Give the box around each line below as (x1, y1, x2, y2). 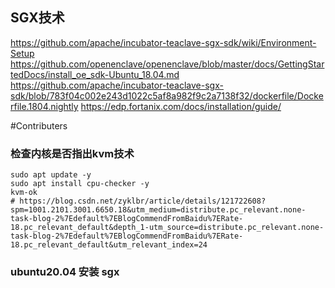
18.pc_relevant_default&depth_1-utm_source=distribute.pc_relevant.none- (10, 223, 325, 233)
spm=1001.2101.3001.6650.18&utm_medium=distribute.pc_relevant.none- (10, 205, 307, 215)
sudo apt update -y (10, 170, 92, 180)
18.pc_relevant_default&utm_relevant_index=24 (10, 240, 208, 250)
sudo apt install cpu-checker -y (10, 179, 150, 189)
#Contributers (10, 119, 68, 132)
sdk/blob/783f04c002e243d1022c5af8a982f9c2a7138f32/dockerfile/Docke (10, 89, 324, 102)
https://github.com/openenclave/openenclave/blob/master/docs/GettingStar (10, 58, 325, 70)
